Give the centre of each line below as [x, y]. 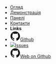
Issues [22, 45]
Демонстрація [25, 12]
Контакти [20, 23]
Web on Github [35, 56]
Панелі [17, 18]
